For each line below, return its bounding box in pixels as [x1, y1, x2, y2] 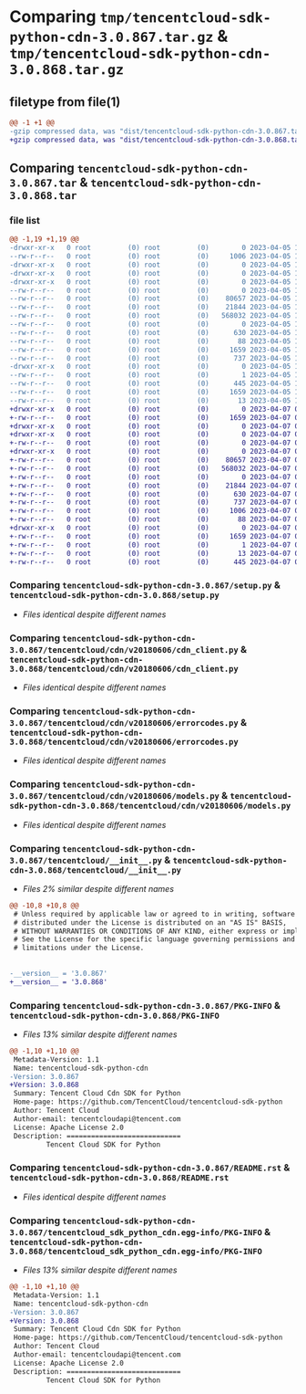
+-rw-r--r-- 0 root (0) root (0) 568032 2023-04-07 [9, 464, 291, 473]
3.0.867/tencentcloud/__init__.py [9, 855, 162, 865]
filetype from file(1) [9, 94, 121, 110]
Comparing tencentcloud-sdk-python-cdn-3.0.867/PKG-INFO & [9, 999, 280, 1011]
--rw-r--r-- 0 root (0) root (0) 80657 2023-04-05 [9, 294, 291, 303]
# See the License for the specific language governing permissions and [13, 935, 296, 944]
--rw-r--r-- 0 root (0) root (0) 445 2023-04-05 [9, 379, 291, 389]
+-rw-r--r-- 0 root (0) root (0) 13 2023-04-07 [9, 549, 291, 558]
